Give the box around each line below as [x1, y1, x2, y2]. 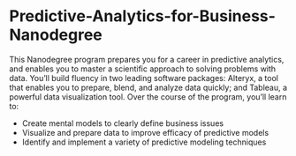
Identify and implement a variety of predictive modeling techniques [21, 137, 267, 147]
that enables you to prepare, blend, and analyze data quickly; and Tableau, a [9, 82, 288, 93]
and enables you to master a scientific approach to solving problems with [9, 63, 277, 74]
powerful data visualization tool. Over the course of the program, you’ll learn [9, 91, 287, 102]
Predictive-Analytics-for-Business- [9, 6, 277, 26]
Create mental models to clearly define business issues [21, 117, 224, 129]
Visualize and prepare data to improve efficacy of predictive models [21, 127, 269, 137]
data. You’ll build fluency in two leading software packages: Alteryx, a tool [9, 72, 278, 83]
